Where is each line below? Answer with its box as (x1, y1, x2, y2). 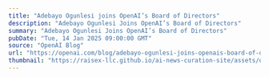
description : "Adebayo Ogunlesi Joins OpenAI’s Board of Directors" (8, 19, 242, 27)
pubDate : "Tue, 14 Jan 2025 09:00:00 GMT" (8, 34, 152, 43)
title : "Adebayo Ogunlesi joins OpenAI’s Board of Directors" (8, 11, 220, 20)
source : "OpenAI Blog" (8, 42, 84, 50)
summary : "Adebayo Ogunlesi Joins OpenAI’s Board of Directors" (8, 26, 227, 34)
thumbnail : (8, 57, 45, 65)
